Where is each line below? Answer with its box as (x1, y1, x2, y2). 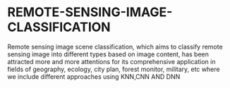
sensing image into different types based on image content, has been (7, 50, 210, 58)
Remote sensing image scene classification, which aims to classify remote (7, 42, 224, 51)
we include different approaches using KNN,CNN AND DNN (7, 72, 181, 81)
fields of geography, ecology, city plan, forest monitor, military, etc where (7, 65, 220, 73)
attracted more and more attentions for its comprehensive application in (7, 57, 216, 65)
